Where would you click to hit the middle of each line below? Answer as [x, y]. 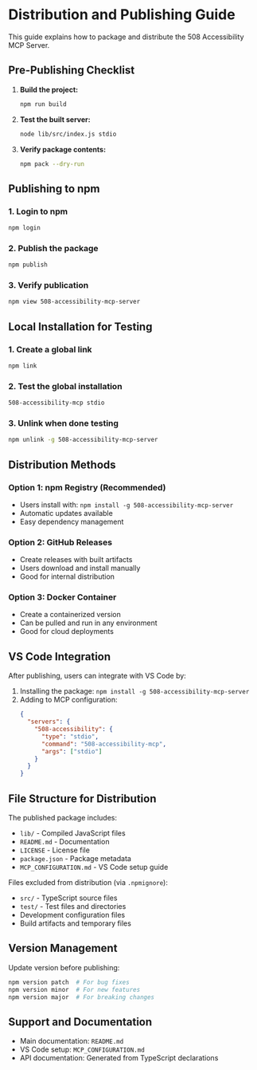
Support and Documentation [80, 1022]
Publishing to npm [54, 189]
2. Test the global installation [65, 386]
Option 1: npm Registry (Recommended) [87, 487]
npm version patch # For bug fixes [69, 982]
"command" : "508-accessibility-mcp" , [104, 744]
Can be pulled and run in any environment [88, 623]
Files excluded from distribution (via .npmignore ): [88, 882]
